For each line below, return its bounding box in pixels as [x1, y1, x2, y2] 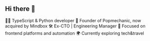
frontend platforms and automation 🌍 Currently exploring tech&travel [5, 30, 145, 36]
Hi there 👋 [5, 5, 36, 13]
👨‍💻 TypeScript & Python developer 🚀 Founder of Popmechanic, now [5, 17, 141, 23]
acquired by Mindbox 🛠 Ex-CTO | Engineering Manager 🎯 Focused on [5, 23, 146, 29]
